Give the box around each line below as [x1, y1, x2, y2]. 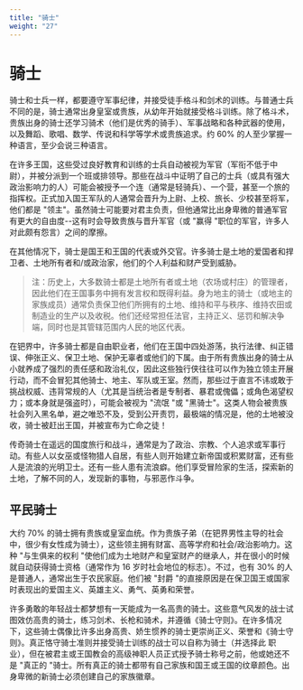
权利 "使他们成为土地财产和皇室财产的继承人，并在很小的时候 [62, 550, 290, 561]
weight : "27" [9, 22, 59, 31]
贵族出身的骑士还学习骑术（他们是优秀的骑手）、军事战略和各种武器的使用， [9, 117, 290, 128]
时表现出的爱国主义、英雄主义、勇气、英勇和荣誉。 [9, 584, 199, 595]
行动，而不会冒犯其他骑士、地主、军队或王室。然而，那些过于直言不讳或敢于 [9, 375, 294, 386]
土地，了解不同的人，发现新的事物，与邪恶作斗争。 [9, 473, 199, 484]
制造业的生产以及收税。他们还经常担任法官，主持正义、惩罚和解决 [31, 311, 277, 322]
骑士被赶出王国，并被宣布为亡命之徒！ [24, 420, 168, 431]
